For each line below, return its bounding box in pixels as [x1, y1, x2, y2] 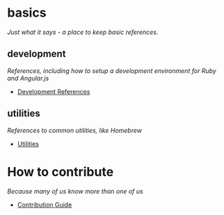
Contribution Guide [17, 200, 72, 209]
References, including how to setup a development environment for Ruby [7, 66, 217, 74]
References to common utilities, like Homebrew [7, 126, 143, 134]
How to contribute [7, 164, 114, 180]
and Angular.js [7, 74, 49, 82]
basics [7, 5, 47, 21]
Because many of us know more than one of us [7, 186, 144, 196]
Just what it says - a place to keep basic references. [7, 28, 159, 36]
